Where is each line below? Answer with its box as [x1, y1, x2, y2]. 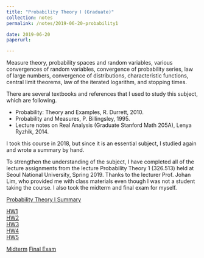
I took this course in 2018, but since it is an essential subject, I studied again [6, 140, 197, 147]
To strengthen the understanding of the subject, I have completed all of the [6, 158, 195, 165]
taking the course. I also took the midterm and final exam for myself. [6, 184, 177, 192]
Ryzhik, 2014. [15, 128, 49, 135]
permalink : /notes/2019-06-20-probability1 [6, 20, 119, 26]
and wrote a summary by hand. [6, 146, 85, 154]
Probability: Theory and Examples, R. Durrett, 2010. [15, 109, 144, 116]
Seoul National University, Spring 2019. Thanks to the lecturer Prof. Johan [6, 171, 191, 179]
